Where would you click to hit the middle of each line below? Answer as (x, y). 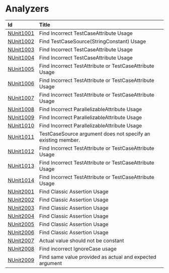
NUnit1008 (21, 109)
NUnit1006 (21, 83)
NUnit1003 (21, 49)
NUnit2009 (21, 260)
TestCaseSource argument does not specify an (95, 134)
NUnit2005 (21, 224)
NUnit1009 (21, 117)
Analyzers (27, 9)
